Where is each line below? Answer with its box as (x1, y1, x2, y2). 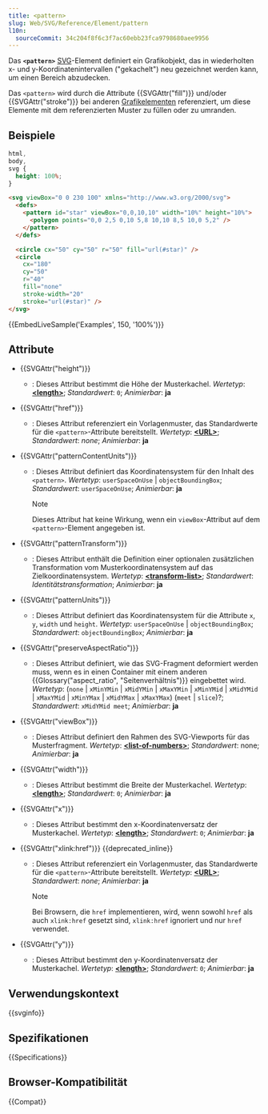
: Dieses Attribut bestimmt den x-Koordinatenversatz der (31, 820, 218, 829)
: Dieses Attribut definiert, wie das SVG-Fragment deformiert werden (31, 659, 258, 669)
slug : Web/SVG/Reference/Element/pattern (8, 19, 149, 27)
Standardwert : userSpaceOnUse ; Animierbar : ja (31, 484, 182, 493)
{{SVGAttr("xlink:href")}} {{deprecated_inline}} (19, 844, 174, 853)
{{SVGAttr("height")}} (19, 364, 91, 373)
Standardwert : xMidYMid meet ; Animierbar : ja (31, 701, 179, 711)
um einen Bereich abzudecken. (8, 73, 110, 82)
